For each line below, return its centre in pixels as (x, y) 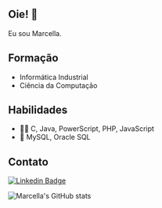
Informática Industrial (54, 77)
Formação (33, 58)
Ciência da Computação (58, 85)
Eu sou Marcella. (35, 33)
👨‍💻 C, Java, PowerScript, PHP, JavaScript (87, 129)
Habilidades (38, 110)
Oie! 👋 (23, 15)
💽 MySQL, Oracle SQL (55, 137)
